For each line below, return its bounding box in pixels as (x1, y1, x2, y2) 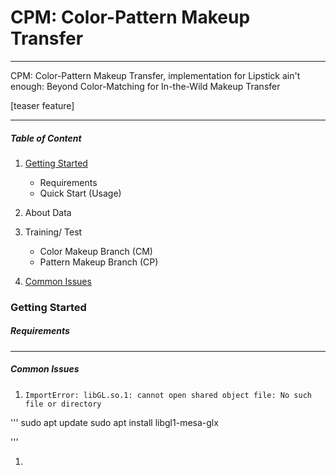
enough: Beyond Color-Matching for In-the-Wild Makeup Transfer (10, 80, 281, 92)
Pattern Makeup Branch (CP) (39, 256, 159, 268)
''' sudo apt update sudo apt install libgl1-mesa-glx (10, 416, 219, 428)
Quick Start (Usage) (39, 187, 122, 199)
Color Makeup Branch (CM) (39, 245, 153, 257)
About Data (24, 206, 72, 218)
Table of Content (10, 132, 82, 144)
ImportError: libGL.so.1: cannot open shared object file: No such (24, 390, 312, 400)
